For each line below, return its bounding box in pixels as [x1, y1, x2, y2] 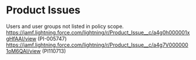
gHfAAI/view [6, 35, 37, 42]
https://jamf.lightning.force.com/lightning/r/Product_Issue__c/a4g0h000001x [6, 29, 190, 36]
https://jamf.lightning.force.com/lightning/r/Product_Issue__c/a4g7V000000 [6, 41, 188, 48]
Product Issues [6, 3, 80, 17]
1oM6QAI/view [6, 47, 41, 54]
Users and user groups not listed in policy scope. [6, 23, 124, 30]
